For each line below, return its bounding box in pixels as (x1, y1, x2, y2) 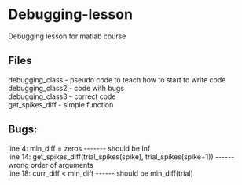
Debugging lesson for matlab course (8, 31, 126, 41)
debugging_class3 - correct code (8, 92, 116, 101)
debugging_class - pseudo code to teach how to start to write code (8, 74, 226, 84)
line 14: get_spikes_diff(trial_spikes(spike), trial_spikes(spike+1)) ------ (8, 151, 235, 161)
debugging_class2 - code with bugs (8, 83, 124, 92)
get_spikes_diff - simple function (8, 100, 114, 109)
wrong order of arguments (8, 160, 93, 169)
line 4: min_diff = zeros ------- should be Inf (8, 143, 151, 153)
